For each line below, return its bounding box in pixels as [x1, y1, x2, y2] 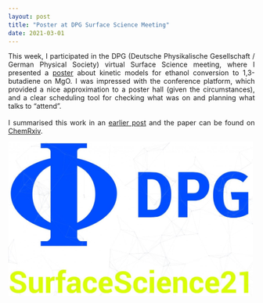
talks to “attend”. [8, 102, 62, 111]
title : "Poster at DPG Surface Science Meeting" [8, 20, 170, 29]
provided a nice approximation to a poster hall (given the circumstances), [8, 85, 255, 94]
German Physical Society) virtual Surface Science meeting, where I [8, 60, 255, 70]
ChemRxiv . [8, 126, 43, 136]
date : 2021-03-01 [8, 29, 65, 37]
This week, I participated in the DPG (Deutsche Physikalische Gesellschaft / [8, 52, 255, 61]
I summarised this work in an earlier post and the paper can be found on [8, 118, 255, 128]
